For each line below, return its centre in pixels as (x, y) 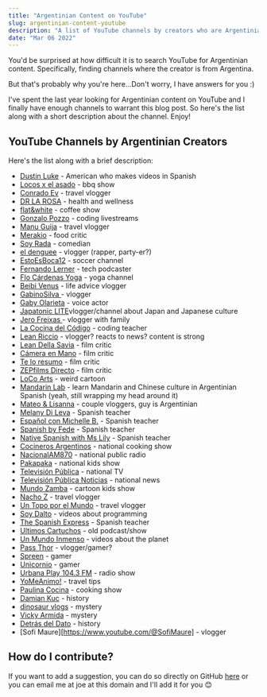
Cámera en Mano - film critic (67, 354)
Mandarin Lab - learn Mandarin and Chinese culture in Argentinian (128, 387)
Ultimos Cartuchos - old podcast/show (83, 531)
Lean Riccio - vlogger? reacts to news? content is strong (112, 337)
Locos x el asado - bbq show (67, 184)
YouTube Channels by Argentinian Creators (118, 141)
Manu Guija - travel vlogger (64, 227)
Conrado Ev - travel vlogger (65, 193)
